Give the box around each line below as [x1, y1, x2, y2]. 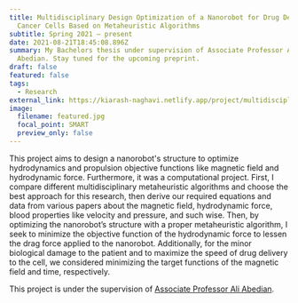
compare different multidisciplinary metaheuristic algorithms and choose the [9, 181, 288, 192]
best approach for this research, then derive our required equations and [9, 190, 272, 201]
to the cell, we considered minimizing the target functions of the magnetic [9, 257, 279, 267]
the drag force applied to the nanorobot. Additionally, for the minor [9, 237, 253, 249]
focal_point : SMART [17, 121, 90, 130]
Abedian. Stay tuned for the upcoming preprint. [17, 54, 200, 63]
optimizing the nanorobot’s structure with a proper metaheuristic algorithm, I [9, 219, 288, 229]
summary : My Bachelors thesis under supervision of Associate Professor [9, 46, 284, 55]
